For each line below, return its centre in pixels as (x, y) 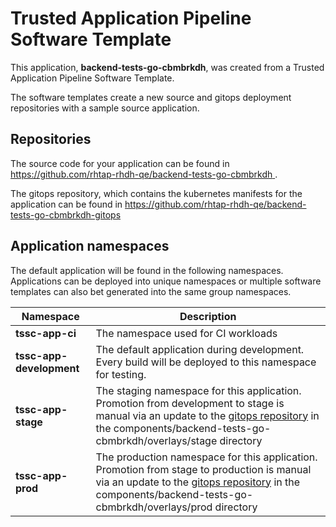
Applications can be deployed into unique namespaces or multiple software (166, 281)
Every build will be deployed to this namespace (206, 362)
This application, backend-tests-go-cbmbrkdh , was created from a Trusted (167, 67)
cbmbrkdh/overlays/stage (156, 440)
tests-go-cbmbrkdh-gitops (66, 214)
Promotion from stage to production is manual (203, 469)
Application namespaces (90, 246)
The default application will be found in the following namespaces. (147, 270)
